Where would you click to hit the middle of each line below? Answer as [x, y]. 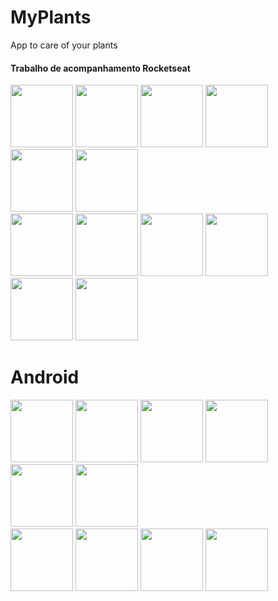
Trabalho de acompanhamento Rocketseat [100, 68]
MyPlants [51, 17]
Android [45, 377]
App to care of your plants [64, 45]
